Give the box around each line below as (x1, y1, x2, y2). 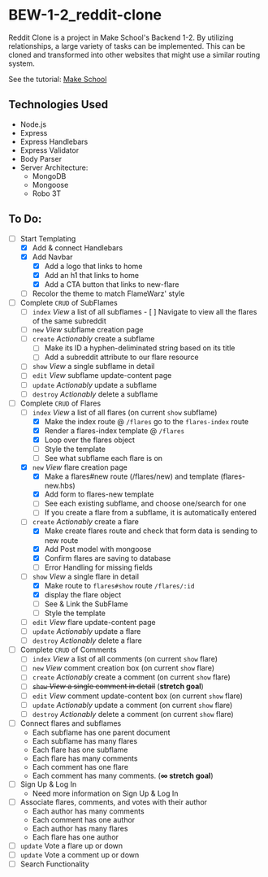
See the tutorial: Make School (8, 74, 107, 84)
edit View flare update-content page (32, 618, 156, 627)
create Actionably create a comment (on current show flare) (32, 672, 231, 682)
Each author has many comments (32, 806, 145, 816)
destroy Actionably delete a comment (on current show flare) (32, 709, 234, 719)
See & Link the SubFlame (44, 599, 128, 609)
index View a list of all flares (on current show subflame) (32, 407, 218, 417)
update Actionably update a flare (32, 627, 141, 636)
